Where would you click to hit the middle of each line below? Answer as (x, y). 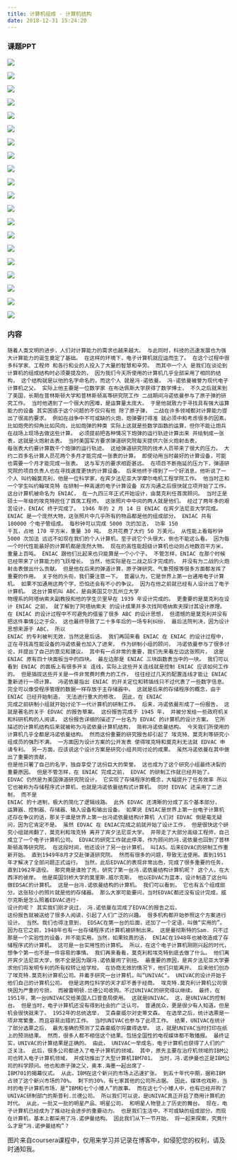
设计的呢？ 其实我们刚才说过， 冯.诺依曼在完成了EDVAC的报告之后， (94, 908)
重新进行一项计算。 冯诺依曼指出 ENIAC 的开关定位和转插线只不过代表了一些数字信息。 (117, 682)
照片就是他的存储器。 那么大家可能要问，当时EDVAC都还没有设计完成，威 (135, 893)
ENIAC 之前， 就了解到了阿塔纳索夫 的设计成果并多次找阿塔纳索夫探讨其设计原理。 (121, 607)
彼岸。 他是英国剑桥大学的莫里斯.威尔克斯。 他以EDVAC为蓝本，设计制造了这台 (123, 878)
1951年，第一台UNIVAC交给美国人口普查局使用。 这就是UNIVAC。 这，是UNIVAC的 (111, 998)
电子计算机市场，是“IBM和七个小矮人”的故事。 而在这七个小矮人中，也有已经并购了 (122, 1088)
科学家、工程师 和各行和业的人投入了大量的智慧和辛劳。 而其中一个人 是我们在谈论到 (120, 366)
